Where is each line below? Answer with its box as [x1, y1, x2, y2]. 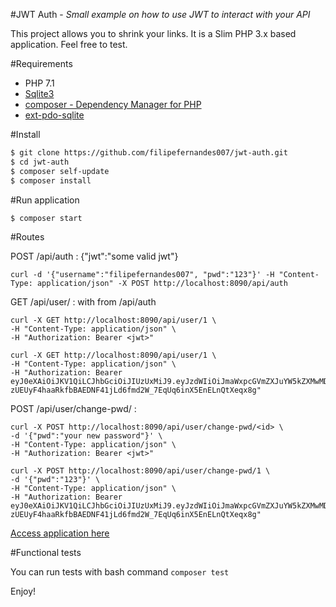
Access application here [10, 527, 110, 539]
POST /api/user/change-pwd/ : [10, 403, 137, 415]
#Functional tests [10, 547, 82, 559]
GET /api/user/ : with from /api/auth [10, 296, 157, 308]
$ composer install [10, 175, 92, 186]
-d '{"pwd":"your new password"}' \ [10, 431, 163, 441]
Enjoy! [10, 585, 37, 598]
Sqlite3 [24, 88, 55, 99]
